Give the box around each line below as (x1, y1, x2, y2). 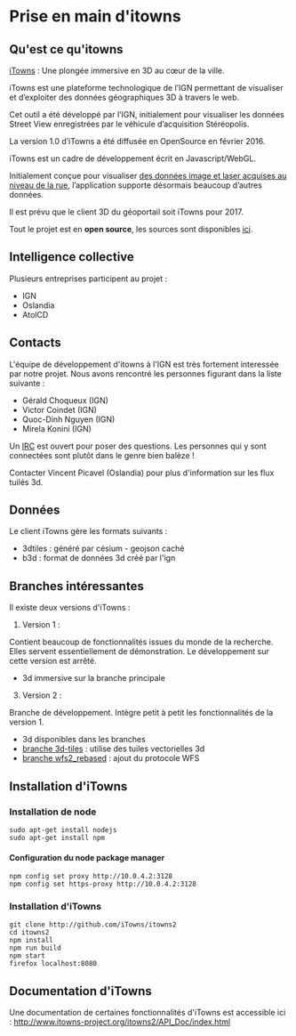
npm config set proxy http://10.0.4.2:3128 (9, 872, 173, 881)
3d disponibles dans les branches (21, 734, 147, 745)
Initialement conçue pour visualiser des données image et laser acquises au (9, 171, 287, 181)
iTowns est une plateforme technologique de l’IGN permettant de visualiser (9, 83, 284, 93)
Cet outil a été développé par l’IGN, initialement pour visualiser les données (9, 109, 284, 119)
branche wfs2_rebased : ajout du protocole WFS (21, 753, 200, 764)
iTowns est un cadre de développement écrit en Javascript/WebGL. (9, 153, 256, 164)
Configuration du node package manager (9, 852, 165, 862)
